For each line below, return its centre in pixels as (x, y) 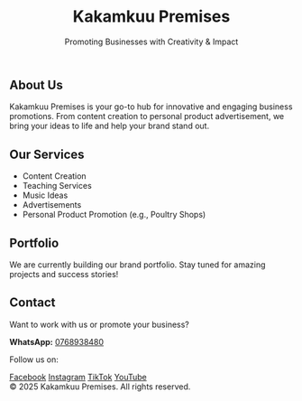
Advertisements (52, 205)
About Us (36, 84)
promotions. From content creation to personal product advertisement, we (147, 117)
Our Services (47, 154)
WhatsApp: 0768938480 (57, 341)
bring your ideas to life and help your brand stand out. (110, 126)
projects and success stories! (64, 274)
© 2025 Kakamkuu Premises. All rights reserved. (100, 387)
